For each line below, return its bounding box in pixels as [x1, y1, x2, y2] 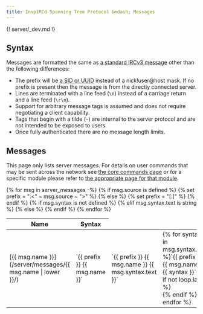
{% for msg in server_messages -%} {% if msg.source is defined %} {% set [6, 187, 195, 194]
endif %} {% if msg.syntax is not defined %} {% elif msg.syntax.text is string [6, 199, 197, 207]
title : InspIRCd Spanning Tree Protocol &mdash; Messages [6, 8, 155, 15]
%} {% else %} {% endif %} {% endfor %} [6, 206, 112, 213]
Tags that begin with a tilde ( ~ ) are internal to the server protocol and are [14, 115, 196, 123]
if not [162, 275, 178, 284]
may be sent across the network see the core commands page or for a [6, 168, 182, 176]
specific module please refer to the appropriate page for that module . [6, 175, 179, 182]
